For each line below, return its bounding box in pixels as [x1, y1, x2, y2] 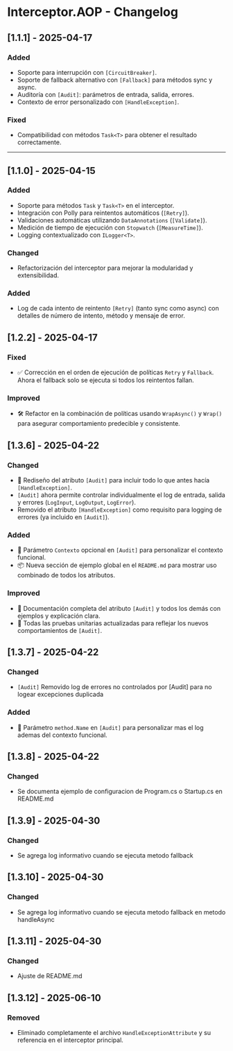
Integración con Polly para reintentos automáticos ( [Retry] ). [17, 209, 189, 217]
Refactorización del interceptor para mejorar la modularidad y [17, 264, 193, 272]
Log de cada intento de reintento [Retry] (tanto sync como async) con [17, 304, 220, 313]
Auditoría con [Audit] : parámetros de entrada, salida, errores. [17, 90, 194, 98]
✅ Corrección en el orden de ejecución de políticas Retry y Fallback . [17, 368, 214, 376]
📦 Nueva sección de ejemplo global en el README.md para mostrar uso [17, 561, 217, 569]
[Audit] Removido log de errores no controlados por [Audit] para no [17, 683, 212, 691]
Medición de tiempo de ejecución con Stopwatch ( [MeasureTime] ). [17, 223, 203, 232]
